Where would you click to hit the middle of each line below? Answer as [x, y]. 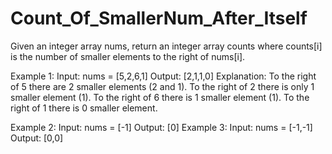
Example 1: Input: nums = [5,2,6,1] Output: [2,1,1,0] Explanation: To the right [163, 76]
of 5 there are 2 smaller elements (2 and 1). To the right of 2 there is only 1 [162, 86]
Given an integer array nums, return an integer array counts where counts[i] [166, 46]
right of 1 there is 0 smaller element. [84, 108]
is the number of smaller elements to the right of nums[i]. [128, 56]
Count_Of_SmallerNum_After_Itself [159, 18]
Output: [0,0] [37, 138]
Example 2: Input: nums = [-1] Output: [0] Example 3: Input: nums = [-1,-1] [161, 127]
